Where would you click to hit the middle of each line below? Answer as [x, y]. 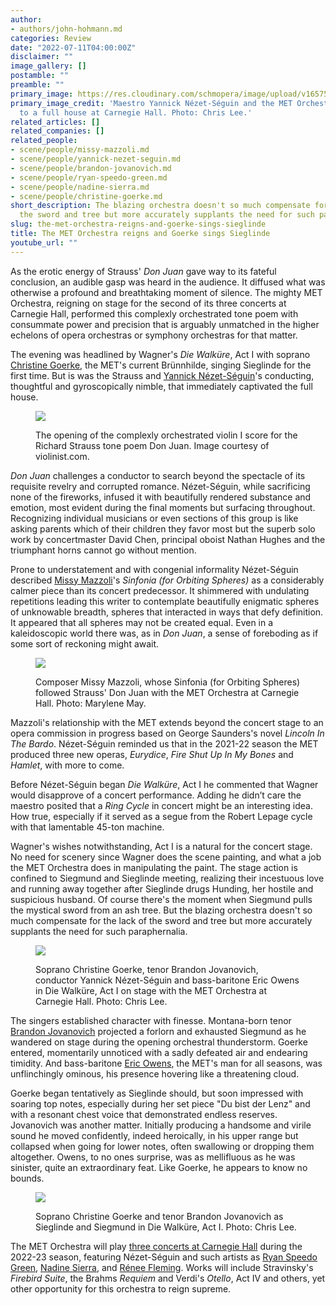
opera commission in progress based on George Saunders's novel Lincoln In [167, 733]
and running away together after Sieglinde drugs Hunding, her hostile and [162, 888]
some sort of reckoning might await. [85, 643]
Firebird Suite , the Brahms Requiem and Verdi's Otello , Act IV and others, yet [168, 1278]
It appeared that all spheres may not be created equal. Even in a [142, 622]
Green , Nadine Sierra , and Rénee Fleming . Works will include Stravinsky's [162, 1267]
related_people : [44, 141]
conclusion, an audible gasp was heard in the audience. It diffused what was [168, 282]
